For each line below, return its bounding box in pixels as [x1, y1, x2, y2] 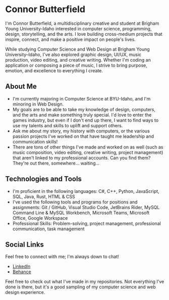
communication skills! [12, 138, 58, 144]
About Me [5, 82, 37, 91]
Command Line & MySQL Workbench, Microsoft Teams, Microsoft [12, 210, 150, 216]
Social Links [5, 240, 44, 248]
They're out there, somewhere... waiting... [12, 160, 100, 166]
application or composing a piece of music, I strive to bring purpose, [5, 62, 147, 68]
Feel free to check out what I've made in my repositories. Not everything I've [5, 279, 164, 285]
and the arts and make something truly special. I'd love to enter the [12, 112, 152, 118]
